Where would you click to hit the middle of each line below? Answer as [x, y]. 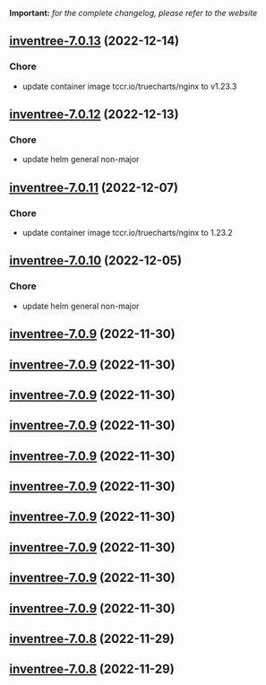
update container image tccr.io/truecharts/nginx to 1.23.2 [127, 233]
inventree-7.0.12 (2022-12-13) [94, 114]
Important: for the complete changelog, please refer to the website [133, 13]
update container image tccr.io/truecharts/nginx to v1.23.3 [129, 86]
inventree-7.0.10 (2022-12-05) [95, 260]
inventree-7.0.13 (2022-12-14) [94, 41]
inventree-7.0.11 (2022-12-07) [94, 187]
